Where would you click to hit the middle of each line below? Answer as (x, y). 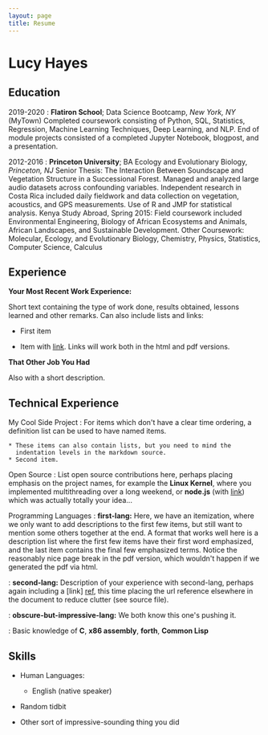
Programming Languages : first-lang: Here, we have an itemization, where (131, 516)
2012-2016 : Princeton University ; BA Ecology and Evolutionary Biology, (128, 161)
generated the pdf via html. (53, 567)
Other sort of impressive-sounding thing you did (99, 722)
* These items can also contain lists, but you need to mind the (120, 446)
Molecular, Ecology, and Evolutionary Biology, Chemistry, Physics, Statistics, (134, 239)
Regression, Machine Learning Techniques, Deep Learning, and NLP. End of (134, 129)
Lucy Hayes (48, 63)
